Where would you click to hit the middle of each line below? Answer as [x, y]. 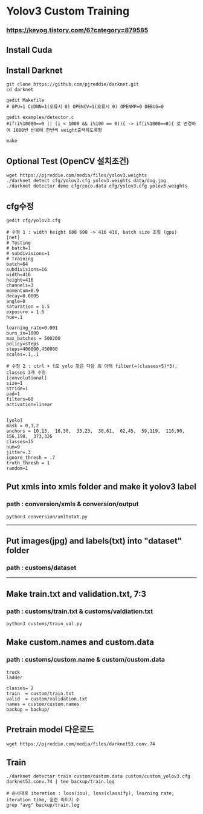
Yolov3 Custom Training [68, 11]
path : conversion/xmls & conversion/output [72, 504]
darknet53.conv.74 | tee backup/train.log [60, 782]
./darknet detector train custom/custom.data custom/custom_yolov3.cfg [98, 776]
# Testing [19, 243]
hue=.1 [14, 317]
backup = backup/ [28, 709]
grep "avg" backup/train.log [43, 806]
